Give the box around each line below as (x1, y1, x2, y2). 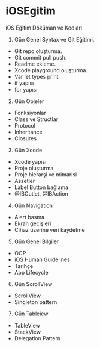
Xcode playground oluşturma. (14, 66, 88, 73)
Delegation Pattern (14, 334, 61, 341)
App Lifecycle (14, 269, 49, 276)
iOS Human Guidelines (14, 256, 70, 263)
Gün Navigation (14, 202, 53, 209)
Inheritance (14, 128, 43, 135)
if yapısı (14, 79, 34, 87)
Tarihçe (14, 262, 34, 269)
